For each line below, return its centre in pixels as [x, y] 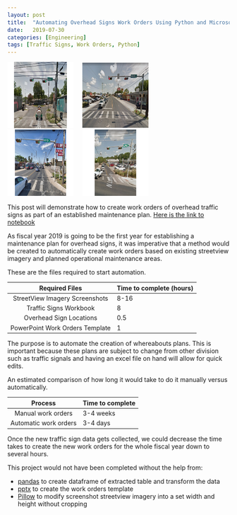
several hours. [28, 453]
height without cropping [52, 504]
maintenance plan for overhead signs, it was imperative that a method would [119, 243]
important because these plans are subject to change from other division [113, 351]
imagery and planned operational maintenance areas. [85, 259]
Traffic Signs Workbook [61, 308]
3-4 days [97, 423]
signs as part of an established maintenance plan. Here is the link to [106, 215]
